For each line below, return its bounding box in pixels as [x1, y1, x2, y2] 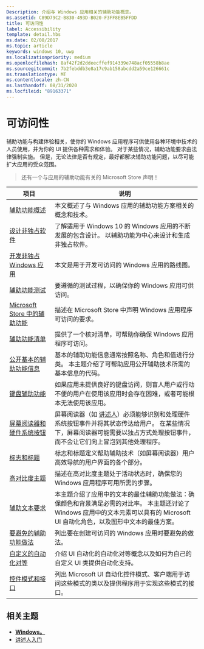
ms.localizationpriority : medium [6, 54, 91, 60]
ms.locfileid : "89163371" [6, 88, 72, 94]
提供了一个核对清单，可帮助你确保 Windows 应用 [54, 330, 194, 338]
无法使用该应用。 [60, 399, 110, 407]
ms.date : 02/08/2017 [6, 37, 59, 43]
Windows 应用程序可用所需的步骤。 [54, 478, 156, 487]
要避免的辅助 [9, 528, 47, 537]
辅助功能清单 [9, 335, 47, 343]
